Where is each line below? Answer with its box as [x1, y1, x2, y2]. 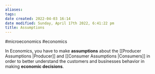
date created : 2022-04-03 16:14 [5, 16, 71, 21]
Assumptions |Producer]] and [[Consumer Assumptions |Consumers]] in [5, 53, 150, 59]
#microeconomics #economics [5, 38, 67, 44]
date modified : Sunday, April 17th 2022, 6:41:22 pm [5, 20, 115, 26]
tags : [5, 12, 16, 17]
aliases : [5, 7, 23, 12]
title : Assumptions [5, 25, 45, 30]
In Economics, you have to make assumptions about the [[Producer [5, 48, 141, 54]
